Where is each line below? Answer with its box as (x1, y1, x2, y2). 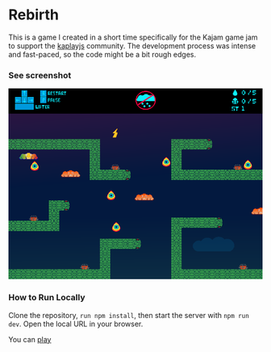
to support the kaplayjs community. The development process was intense (8, 40, 256, 50)
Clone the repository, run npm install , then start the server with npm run (8, 310, 250, 320)
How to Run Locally (8, 292, 85, 304)
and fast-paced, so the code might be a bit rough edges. (8, 49, 197, 59)
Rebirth (8, 6, 59, 24)
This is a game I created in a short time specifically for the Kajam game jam (8, 32, 258, 42)
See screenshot (8, 69, 72, 81)
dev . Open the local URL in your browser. (8, 319, 144, 329)
